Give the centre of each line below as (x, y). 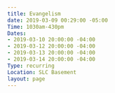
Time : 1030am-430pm (36, 27)
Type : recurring (31, 66)
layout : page (26, 79)
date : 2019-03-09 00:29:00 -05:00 (58, 20)
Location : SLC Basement (42, 72)
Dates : (17, 33)
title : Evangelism (34, 14)
